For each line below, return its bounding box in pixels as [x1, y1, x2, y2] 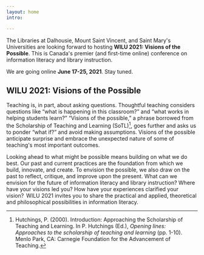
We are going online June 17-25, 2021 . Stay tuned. [6, 68, 134, 75]
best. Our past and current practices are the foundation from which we [6, 159, 183, 167]
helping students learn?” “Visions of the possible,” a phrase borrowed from [6, 114, 194, 122]
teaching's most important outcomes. [6, 141, 100, 148]
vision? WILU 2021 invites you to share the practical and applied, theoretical [6, 192, 197, 199]
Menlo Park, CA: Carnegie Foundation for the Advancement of [15, 235, 171, 242]
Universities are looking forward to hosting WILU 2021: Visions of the [6, 43, 181, 51]
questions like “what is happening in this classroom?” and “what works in [6, 108, 189, 116]
